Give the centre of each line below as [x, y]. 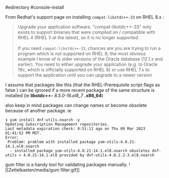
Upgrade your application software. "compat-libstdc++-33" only [84, 27]
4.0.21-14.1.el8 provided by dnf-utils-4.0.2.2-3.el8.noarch [89, 155]
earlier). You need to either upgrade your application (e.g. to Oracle [88, 64]
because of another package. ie [38, 111]
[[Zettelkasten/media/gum [32, 170]
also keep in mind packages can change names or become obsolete [76, 105]
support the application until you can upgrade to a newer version [85, 75]
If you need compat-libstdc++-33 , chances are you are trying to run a [89, 48]
